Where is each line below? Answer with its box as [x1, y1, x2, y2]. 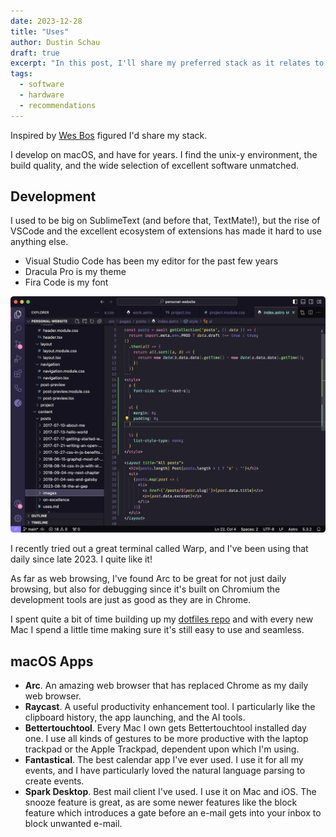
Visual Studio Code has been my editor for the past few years [24, 255, 279, 267]
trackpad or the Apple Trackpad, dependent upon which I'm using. [24, 743, 300, 755]
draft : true [10, 48, 60, 58]
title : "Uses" [10, 26, 70, 37]
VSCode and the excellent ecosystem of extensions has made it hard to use [10, 225, 323, 237]
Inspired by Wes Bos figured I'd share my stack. [10, 129, 208, 141]
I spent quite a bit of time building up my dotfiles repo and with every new [10, 613, 314, 625]
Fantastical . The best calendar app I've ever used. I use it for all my [24, 754, 304, 766]
